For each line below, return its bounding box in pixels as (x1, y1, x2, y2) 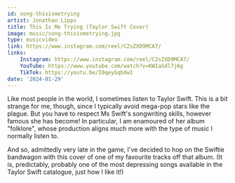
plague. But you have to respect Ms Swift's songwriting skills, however (7, 109, 212, 118)
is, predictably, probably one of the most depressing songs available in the (7, 161, 223, 169)
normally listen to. (7, 132, 59, 140)
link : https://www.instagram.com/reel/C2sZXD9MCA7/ (7, 43, 161, 50)
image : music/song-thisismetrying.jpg (7, 29, 121, 37)
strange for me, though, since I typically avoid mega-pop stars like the (7, 102, 210, 111)
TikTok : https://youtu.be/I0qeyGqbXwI (20, 69, 133, 76)
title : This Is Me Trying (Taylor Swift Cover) (7, 23, 149, 30)
